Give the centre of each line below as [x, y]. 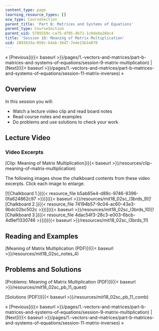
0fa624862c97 [21, 199]
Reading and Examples [42, 236]
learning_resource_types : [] [36, 15]
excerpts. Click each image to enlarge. [45, 184]
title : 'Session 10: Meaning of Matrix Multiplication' [65, 38]
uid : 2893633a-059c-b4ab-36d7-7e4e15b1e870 [52, 43]
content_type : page [26, 10]
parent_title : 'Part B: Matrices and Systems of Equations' [70, 24]
